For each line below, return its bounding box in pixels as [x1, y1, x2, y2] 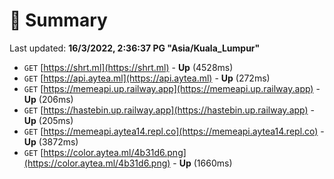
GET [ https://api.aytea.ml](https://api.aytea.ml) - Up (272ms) [23, 72, 271, 84]
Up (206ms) [23, 93, 74, 105]
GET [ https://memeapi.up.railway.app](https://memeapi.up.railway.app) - [23, 82, 321, 94]
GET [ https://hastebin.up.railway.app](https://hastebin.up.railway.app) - [23, 104, 315, 116]
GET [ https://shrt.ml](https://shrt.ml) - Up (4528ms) [23, 61, 234, 73]
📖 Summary [9, 9, 108, 32]
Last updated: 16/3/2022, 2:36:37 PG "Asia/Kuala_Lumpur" [9, 42, 261, 54]
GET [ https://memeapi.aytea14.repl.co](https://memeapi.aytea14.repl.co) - [23, 125, 325, 137]
